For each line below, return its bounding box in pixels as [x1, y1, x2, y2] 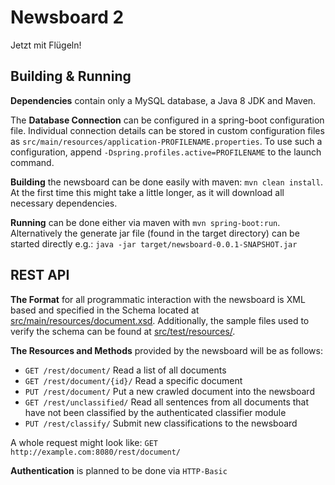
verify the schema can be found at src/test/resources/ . [10, 325, 236, 337]
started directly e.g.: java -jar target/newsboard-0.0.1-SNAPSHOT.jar [10, 237, 298, 250]
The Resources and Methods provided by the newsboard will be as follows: [10, 344, 323, 356]
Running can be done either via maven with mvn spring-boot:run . [10, 216, 281, 228]
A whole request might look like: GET [10, 436, 158, 448]
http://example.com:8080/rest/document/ [10, 447, 182, 457]
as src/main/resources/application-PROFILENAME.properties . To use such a [10, 135, 323, 147]
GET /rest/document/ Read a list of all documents [24, 364, 227, 376]
